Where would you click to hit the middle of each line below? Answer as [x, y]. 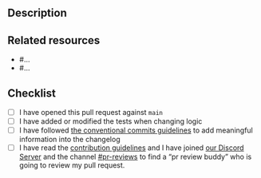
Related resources [54, 40]
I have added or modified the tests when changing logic [111, 121]
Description [37, 13]
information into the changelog [69, 140]
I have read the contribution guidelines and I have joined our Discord [131, 148]
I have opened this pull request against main [91, 113]
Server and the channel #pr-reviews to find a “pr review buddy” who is [135, 157]
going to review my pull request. [72, 165]
